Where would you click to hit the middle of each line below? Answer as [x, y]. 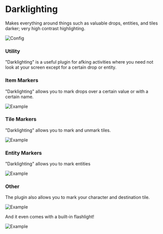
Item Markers [22, 80]
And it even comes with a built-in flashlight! [50, 217]
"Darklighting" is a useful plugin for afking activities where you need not [79, 62]
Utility [13, 51]
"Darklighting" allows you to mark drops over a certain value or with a [77, 91]
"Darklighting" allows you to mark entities [48, 164]
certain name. [19, 97]
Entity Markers [23, 153]
